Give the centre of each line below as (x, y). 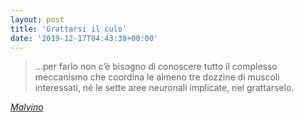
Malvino (27, 107)
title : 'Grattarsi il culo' (69, 29)
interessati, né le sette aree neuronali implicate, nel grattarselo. (164, 88)
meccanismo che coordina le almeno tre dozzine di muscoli (157, 77)
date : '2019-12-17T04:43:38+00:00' (84, 38)
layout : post (37, 19)
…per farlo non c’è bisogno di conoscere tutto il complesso (156, 67)
